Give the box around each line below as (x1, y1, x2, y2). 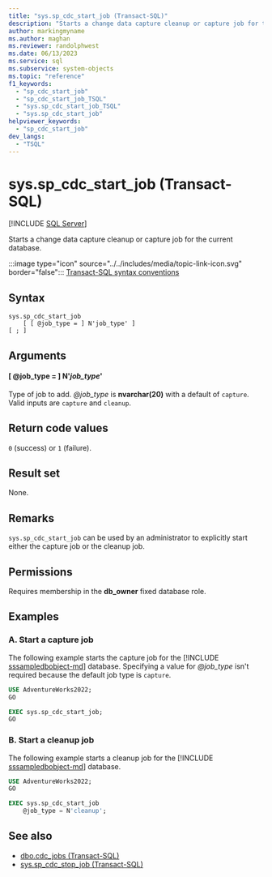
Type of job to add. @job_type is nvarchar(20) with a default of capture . (8, 389, 249, 399)
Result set (8, 467, 61, 481)
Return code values (8, 421, 109, 435)
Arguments (8, 349, 67, 362)
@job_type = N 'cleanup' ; (23, 807, 107, 815)
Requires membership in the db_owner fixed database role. (8, 587, 206, 597)
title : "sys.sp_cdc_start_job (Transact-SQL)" (8, 11, 168, 20)
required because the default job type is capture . (8, 670, 172, 679)
